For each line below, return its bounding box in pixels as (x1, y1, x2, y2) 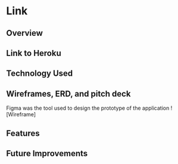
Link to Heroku (6, 48, 61, 58)
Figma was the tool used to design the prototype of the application (6, 104, 170, 112)
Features (6, 128, 40, 138)
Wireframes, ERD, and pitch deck (6, 88, 131, 99)
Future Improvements (6, 148, 88, 159)
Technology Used (6, 69, 73, 79)
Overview (6, 28, 43, 38)
